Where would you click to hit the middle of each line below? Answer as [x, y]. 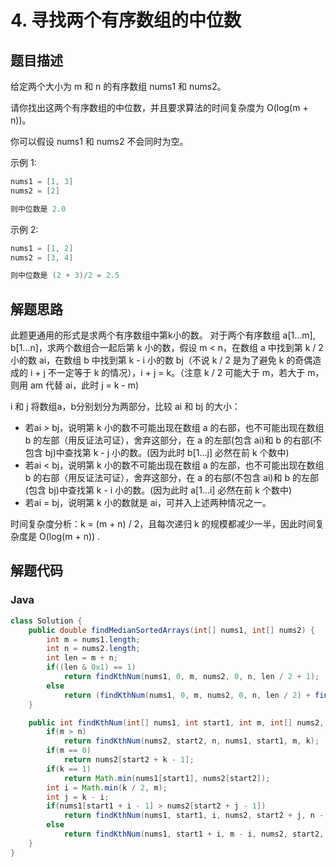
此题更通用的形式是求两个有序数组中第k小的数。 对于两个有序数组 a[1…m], [163, 335]
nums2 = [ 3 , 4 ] [42, 257]
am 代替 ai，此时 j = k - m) [84, 385]
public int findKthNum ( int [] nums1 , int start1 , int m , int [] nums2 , [176, 722]
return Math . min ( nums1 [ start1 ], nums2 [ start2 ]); [167, 778]
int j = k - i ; [78, 797]
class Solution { [46, 621]
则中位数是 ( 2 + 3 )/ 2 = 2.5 [65, 276]
